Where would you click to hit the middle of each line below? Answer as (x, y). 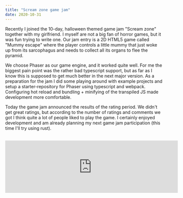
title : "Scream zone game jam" (38, 10)
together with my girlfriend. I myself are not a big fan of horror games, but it (83, 34)
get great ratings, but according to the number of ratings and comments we (83, 112)
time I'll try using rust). (28, 128)
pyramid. (14, 55)
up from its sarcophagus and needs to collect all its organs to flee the (76, 50)
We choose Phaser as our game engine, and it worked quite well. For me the (84, 65)
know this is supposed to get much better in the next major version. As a (80, 76)
